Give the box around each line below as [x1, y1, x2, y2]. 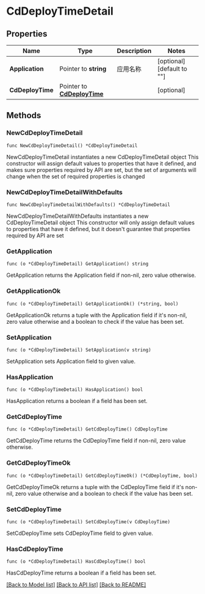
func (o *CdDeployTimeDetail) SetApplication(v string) [6, 346, 151, 353]
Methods [6, 110, 41, 121]
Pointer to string [59, 65, 107, 73]
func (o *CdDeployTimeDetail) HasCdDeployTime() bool [6, 559, 146, 565]
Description [117, 47, 152, 55]
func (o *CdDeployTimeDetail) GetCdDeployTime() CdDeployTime [6, 426, 168, 432]
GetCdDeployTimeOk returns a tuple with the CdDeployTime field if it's [6, 483, 184, 490]
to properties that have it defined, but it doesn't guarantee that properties [6, 225, 191, 232]
